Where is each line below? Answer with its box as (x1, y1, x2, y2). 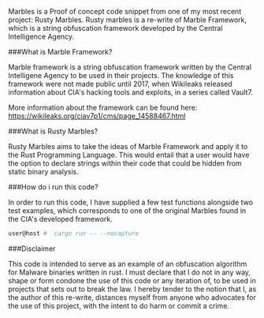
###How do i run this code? (8, 182, 99, 192)
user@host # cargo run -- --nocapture (8, 230, 139, 238)
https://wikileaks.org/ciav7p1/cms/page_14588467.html (8, 111, 186, 121)
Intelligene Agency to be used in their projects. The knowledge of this (8, 71, 234, 80)
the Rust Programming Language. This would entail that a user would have (8, 150, 250, 159)
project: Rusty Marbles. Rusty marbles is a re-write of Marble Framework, (8, 15, 247, 24)
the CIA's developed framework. (8, 215, 113, 223)
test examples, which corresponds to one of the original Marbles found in (8, 206, 247, 215)
